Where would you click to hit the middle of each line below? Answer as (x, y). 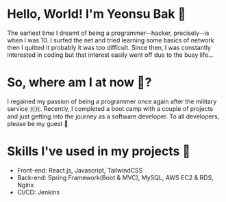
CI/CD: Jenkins (38, 192)
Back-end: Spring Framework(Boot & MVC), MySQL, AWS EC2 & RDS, (115, 177)
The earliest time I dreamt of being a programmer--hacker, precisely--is (108, 33)
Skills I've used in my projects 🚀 (99, 152)
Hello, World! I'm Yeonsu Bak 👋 (97, 14)
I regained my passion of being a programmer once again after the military (112, 101)
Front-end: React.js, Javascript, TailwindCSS (80, 170)
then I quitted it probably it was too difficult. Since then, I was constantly (109, 47)
